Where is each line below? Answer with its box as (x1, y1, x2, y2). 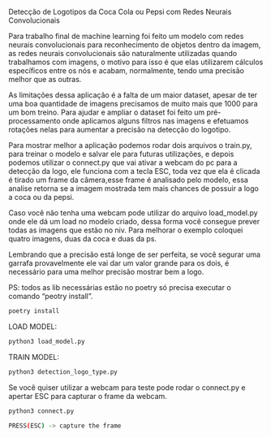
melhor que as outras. (8, 75, 82, 84)
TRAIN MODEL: (8, 352, 59, 362)
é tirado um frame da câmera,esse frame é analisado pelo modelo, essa (8, 175, 249, 184)
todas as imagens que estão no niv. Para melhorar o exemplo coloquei (8, 225, 243, 235)
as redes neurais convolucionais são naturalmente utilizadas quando (8, 49, 238, 58)
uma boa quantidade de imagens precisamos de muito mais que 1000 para (8, 99, 258, 108)
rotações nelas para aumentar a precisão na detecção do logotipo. (8, 125, 231, 134)
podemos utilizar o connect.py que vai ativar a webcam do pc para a (8, 158, 238, 167)
